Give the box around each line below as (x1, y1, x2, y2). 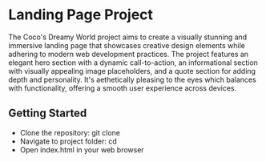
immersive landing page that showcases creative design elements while (8, 40, 246, 50)
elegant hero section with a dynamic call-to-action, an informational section (8, 58, 259, 67)
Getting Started (8, 107, 87, 120)
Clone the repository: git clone (19, 128, 120, 137)
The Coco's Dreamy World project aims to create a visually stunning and (8, 32, 248, 42)
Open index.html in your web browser (19, 144, 144, 154)
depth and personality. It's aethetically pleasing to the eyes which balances (8, 75, 256, 84)
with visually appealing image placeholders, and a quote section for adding (8, 66, 256, 75)
